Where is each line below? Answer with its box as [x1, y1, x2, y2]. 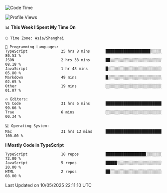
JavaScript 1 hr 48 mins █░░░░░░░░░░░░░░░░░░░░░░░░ [5, 66, 162, 71]
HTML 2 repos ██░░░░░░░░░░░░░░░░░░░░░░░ [5, 169, 162, 174]
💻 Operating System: [5, 123, 50, 128]
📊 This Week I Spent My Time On [5, 24, 76, 30]
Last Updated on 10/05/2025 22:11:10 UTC [5, 182, 92, 188]
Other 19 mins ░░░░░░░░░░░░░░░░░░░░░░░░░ [5, 84, 162, 89]
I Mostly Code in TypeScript [5, 142, 64, 148]
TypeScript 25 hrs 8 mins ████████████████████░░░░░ [5, 49, 162, 54]
